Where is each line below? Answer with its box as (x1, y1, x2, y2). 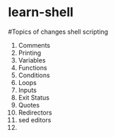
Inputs (18, 86, 37, 94)
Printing (18, 48, 42, 57)
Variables (18, 56, 46, 64)
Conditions (18, 71, 50, 79)
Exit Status (18, 93, 50, 102)
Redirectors (18, 108, 52, 117)
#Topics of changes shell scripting (8, 27, 109, 36)
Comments (18, 41, 51, 49)
